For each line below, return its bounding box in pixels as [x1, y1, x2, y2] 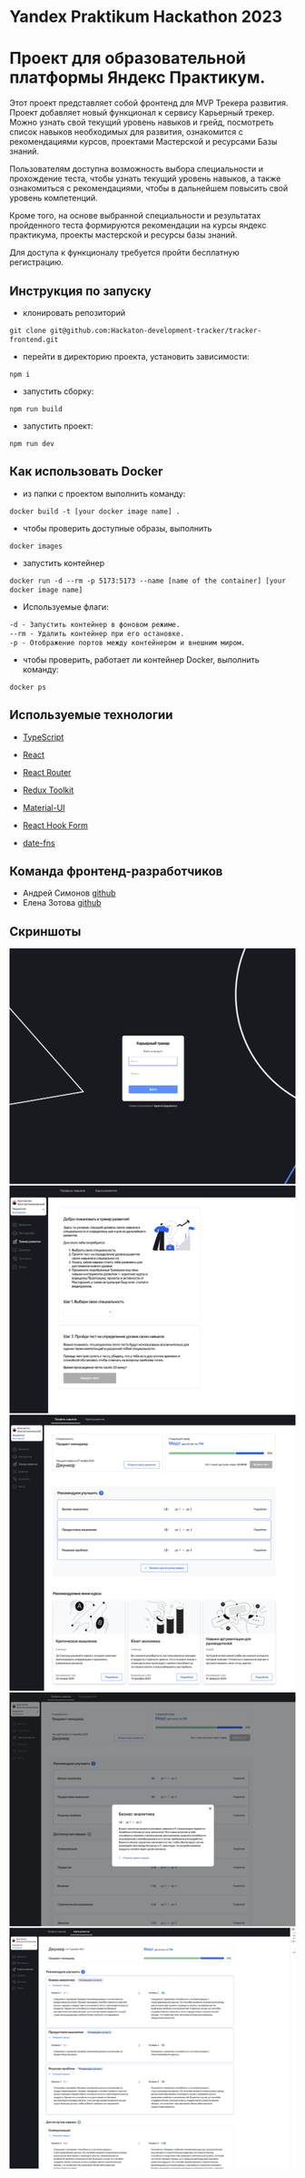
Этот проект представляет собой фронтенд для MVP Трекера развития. [9, 97, 289, 108]
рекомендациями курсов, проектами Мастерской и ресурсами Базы [9, 137, 278, 147]
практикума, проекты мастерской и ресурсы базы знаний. [9, 229, 238, 240]
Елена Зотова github [22, 897, 102, 908]
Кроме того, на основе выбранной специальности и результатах [9, 210, 261, 221]
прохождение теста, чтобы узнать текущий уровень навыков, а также [9, 173, 281, 184]
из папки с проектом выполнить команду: [22, 488, 186, 499]
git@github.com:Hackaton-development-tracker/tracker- [49, 326, 261, 335]
